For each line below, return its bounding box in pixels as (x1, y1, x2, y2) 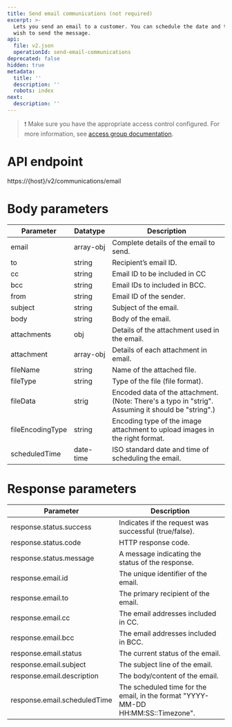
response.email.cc (10, 613, 70, 622)
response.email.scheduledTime (10, 695, 113, 705)
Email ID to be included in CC (112, 269, 206, 278)
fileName (10, 365, 40, 375)
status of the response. (119, 557, 194, 567)
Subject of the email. (112, 303, 179, 312)
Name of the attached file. (112, 365, 197, 375)
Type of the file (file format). (112, 376, 204, 386)
